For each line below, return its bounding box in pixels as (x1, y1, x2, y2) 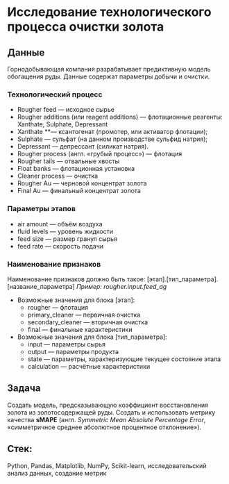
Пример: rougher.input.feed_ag (76, 282, 167, 290)
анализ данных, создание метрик (7, 469, 107, 477)
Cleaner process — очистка (17, 172, 99, 181)
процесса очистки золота (7, 19, 164, 35)
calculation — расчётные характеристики (27, 362, 151, 370)
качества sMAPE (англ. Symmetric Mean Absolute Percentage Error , (7, 415, 206, 424)
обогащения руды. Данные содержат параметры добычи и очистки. (7, 72, 210, 81)
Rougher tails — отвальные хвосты (17, 157, 120, 165)
